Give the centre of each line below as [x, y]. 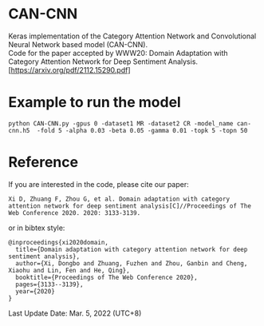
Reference [43, 163]
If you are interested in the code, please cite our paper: [99, 184]
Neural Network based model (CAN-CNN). [78, 44]
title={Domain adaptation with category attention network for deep [132, 249]
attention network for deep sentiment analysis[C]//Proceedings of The [130, 206]
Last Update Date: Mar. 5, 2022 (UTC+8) [75, 313]
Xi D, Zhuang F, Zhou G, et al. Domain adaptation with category [119, 199]
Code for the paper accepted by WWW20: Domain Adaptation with [118, 53]
